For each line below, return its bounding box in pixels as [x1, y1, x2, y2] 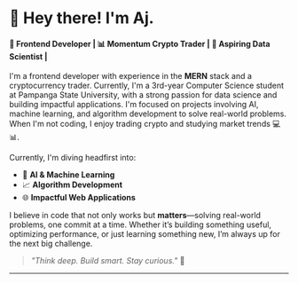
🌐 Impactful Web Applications [21, 193, 136, 203]
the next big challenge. [9, 239, 93, 249]
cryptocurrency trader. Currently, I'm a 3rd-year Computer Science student [9, 80, 284, 91]
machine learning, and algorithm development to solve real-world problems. [9, 108, 286, 119]
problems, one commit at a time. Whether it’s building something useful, [9, 219, 272, 230]
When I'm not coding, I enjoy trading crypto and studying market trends [9, 119, 271, 130]
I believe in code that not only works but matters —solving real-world [9, 210, 262, 221]
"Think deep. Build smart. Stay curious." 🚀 [30, 255, 185, 266]
